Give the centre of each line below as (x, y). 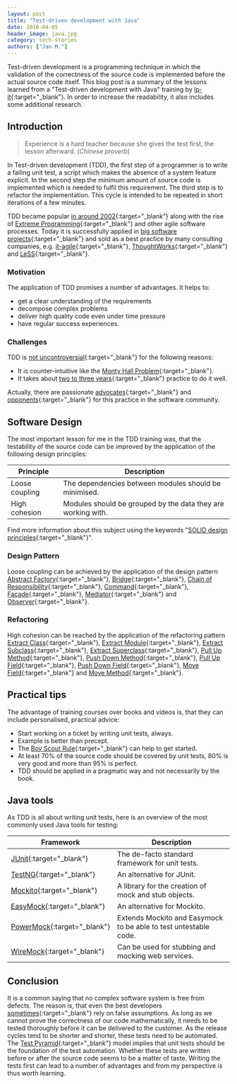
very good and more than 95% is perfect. (78, 763)
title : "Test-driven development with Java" (74, 21)
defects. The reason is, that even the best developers (85, 1006)
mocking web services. (156, 956)
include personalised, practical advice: (63, 719)
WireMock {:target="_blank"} (57, 952)
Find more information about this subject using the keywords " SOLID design (117, 530)
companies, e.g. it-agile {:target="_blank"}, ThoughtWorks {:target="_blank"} (117, 246)
